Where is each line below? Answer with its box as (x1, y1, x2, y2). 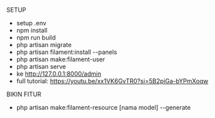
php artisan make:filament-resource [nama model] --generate (16, 104, 191, 111)
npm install (16, 27, 48, 34)
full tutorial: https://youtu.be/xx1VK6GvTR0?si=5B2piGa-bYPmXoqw (16, 77, 209, 85)
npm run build (16, 33, 56, 42)
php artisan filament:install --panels (16, 48, 118, 56)
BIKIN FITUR (6, 90, 42, 98)
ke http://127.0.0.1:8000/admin (16, 70, 102, 78)
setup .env (16, 19, 47, 27)
